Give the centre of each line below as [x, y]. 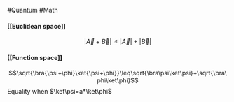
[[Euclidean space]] [36, 26]
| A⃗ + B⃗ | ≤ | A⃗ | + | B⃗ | [118, 42]
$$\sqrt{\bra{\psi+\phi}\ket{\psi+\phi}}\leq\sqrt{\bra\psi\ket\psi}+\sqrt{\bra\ [118, 73]
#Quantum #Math [33, 10]
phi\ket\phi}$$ [118, 80]
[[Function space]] [35, 57]
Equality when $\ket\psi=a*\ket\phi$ [60, 92]
